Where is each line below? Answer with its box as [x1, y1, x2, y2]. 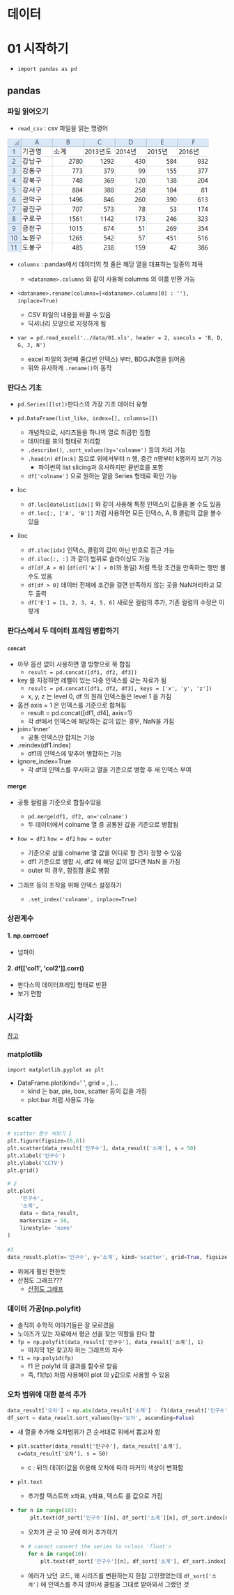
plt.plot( [7, 1188, 36, 1195]
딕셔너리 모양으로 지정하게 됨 [27, 319, 107, 328]
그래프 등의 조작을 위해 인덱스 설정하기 [17, 881, 122, 890]
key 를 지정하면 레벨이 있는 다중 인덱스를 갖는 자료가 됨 [17, 676, 167, 685]
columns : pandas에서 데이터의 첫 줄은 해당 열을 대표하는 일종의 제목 [17, 259, 203, 268]
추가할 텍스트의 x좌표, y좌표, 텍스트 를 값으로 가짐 [27, 1492, 163, 1500]
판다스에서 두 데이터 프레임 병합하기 [7, 626, 120, 636]
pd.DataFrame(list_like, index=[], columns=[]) [17, 415, 158, 422]
